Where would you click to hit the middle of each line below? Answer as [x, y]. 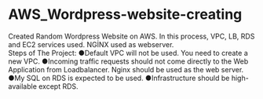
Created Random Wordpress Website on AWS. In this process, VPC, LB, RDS [131, 36]
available [23, 86]
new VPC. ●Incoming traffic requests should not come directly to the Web [128, 61]
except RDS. [58, 86]
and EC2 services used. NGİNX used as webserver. [91, 44]
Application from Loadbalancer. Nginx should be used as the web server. [126, 69]
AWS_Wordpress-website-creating [125, 15]
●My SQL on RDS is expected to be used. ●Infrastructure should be [119, 78]
